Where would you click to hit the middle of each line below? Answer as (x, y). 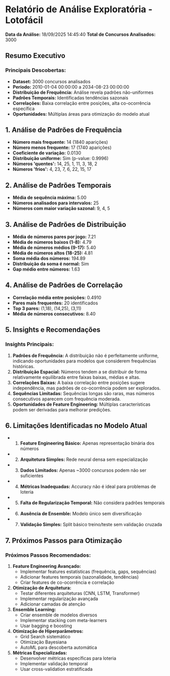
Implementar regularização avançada (59, 599)
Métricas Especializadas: (40, 653)
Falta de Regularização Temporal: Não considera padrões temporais (92, 503)
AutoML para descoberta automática (59, 647)
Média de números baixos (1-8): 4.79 (52, 242)
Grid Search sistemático (45, 637)
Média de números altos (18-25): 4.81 (53, 253)
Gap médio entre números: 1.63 (46, 269)
